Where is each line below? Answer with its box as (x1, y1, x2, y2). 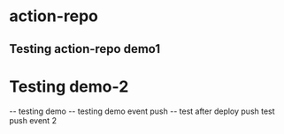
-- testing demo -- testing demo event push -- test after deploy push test (9, 106, 276, 116)
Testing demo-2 (9, 77, 129, 96)
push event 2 (9, 115, 58, 125)
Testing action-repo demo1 (9, 41, 161, 56)
